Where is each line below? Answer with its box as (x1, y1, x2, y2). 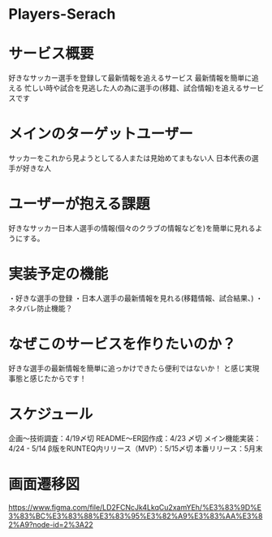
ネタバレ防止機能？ (8, 303, 73, 313)
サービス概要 (8, 45, 95, 63)
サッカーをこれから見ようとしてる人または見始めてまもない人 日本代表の (8, 154, 252, 163)
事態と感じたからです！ (8, 373, 87, 383)
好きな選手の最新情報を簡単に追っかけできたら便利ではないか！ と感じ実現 (8, 363, 260, 373)
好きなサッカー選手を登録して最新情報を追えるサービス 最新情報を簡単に (8, 73, 253, 83)
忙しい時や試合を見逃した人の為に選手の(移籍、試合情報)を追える (24, 83, 244, 93)
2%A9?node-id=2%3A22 (8, 519, 93, 529)
